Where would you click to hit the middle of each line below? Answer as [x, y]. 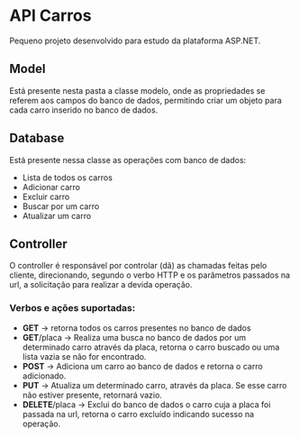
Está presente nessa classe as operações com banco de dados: [128, 160]
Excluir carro [46, 196]
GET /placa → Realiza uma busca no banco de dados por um [134, 337]
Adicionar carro [51, 187]
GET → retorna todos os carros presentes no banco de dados [136, 328]
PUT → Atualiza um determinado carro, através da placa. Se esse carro [154, 385]
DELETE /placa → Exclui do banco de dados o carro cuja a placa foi [146, 404]
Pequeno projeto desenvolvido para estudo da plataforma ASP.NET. [135, 41]
